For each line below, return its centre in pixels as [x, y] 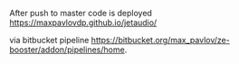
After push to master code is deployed [81, 13]
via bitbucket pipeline [49, 40]
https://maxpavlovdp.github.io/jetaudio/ [83, 23]
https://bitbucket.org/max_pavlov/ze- [161, 40]
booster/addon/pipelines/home [67, 50]
